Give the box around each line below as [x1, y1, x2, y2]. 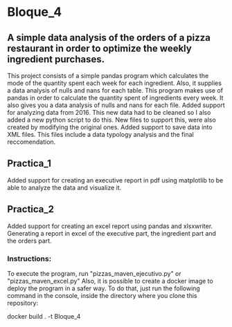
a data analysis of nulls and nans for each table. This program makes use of [7, 86, 224, 94]
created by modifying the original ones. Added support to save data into [7, 123, 213, 131]
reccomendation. [7, 138, 56, 146]
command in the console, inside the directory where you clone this [7, 291, 197, 299]
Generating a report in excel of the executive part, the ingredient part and [7, 229, 217, 237]
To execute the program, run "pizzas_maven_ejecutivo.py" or [7, 269, 181, 277]
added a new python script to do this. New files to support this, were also [7, 115, 216, 124]
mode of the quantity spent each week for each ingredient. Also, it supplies [7, 79, 222, 87]
